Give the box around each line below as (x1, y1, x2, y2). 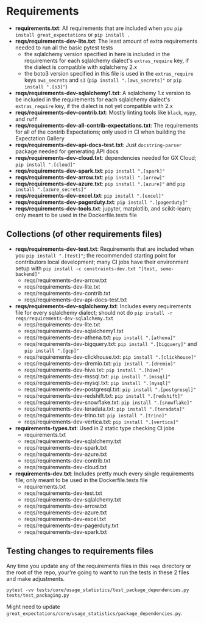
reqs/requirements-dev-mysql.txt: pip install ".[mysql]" (24, 379, 171, 386)
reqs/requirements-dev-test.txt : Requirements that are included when (15, 245, 194, 253)
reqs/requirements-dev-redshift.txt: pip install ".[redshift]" (24, 392, 183, 399)
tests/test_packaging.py (6, 592, 69, 599)
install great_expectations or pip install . (15, 31, 130, 38)
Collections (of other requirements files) (6, 229, 163, 239)
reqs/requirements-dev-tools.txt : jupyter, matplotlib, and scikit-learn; (15, 204, 192, 212)
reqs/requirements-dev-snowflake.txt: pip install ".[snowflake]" (24, 398, 193, 406)
